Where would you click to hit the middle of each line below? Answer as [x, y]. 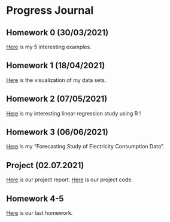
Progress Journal [50, 10]
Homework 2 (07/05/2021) [57, 99]
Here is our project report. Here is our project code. [70, 180]
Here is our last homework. [40, 213]
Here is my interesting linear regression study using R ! [74, 113]
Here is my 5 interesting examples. [49, 47]
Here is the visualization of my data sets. [56, 80]
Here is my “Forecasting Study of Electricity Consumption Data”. [85, 147]
